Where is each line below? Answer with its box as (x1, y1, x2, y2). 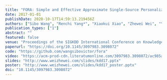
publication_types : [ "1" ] (5, 26, 59, 31)
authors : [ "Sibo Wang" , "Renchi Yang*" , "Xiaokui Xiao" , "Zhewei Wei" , (5, 21, 157, 26)
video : (5, 53, 19, 59)
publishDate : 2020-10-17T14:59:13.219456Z (5, 16, 94, 21)
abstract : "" (5, 30, 32, 35)
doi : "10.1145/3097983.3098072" (5, 68, 72, 73)
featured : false (5, 35, 39, 40)
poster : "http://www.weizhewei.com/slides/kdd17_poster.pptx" (5, 63, 137, 68)
